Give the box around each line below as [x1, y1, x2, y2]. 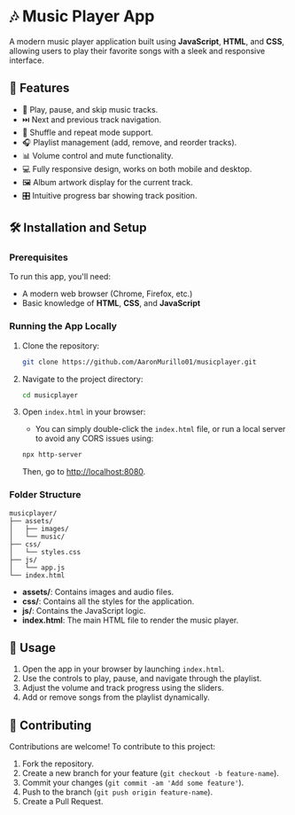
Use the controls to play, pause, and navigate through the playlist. [21, 673, 262, 684]
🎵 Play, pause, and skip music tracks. [21, 104, 159, 114]
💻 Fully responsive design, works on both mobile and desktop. [21, 163, 252, 174]
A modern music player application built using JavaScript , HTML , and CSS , [9, 35, 285, 46]
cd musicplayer [21, 390, 79, 400]
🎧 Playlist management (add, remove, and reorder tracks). [21, 137, 237, 147]
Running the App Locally [9, 320, 118, 333]
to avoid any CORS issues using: [35, 433, 154, 444]
